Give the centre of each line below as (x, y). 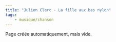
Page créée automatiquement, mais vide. (49, 34)
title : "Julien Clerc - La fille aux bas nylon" (58, 10)
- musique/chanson (34, 19)
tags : (11, 15)
